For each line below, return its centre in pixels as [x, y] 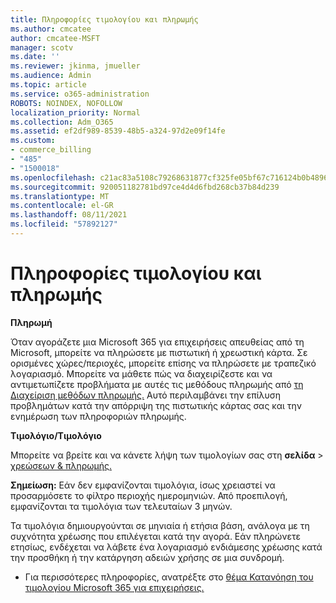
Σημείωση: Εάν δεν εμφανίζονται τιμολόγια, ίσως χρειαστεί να [143, 485]
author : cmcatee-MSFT [55, 38]
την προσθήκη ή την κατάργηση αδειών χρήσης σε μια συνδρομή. [147, 557]
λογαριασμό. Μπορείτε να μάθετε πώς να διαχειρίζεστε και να [141, 373]
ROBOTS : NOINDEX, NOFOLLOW [66, 103]
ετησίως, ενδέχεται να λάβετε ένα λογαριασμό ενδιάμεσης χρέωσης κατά [166, 547]
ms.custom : [33, 141]
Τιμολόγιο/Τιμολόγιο [56, 435]
